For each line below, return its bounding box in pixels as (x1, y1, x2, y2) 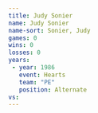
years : (8, 56, 30, 64)
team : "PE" (18, 78, 56, 86)
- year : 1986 (11, 64, 56, 72)
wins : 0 (8, 41, 34, 49)
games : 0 (8, 33, 37, 42)
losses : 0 (8, 49, 41, 56)
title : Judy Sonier (8, 11, 73, 20)
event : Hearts (18, 71, 66, 79)
